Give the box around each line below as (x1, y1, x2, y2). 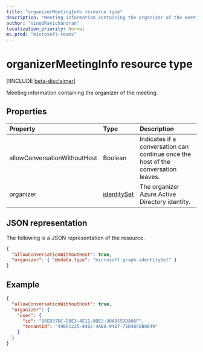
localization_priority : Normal (6, 25, 85, 32)
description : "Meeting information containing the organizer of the (6, 15, 182, 21)
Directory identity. (140, 197, 191, 206)
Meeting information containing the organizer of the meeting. (6, 89, 158, 97)
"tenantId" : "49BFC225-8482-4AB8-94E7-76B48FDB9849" (22, 324, 158, 330)
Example (6, 279, 40, 290)
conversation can (140, 142, 189, 151)
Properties (6, 106, 47, 117)
